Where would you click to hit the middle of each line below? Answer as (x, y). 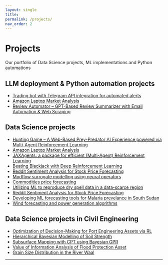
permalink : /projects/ (29, 19)
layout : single (21, 10)
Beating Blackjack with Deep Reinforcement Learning (67, 166)
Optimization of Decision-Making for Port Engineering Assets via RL (82, 231)
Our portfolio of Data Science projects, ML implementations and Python (79, 63)
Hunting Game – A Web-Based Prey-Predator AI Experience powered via (87, 139)
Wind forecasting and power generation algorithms (65, 203)
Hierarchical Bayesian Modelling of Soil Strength (62, 236)
